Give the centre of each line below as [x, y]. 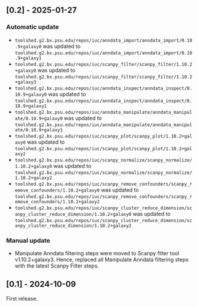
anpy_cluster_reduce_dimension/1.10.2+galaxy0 [73, 214]
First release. [22, 298]
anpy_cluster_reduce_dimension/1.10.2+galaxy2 [73, 226]
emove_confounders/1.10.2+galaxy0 [57, 190]
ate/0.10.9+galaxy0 [39, 118]
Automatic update [33, 27]
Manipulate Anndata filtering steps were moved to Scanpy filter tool [97, 253]
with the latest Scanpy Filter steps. [57, 266]
